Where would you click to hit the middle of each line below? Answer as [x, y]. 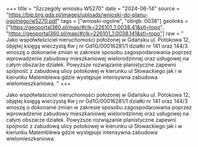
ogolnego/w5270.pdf [32, 21]
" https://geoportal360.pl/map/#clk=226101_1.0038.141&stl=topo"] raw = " [95, 34]
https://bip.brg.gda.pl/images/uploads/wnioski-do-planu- [78, 15]
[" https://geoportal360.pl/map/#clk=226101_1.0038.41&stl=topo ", [85, 27]
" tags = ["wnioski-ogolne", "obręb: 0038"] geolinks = [123, 21]
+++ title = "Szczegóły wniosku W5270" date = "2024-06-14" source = [93, 9]
